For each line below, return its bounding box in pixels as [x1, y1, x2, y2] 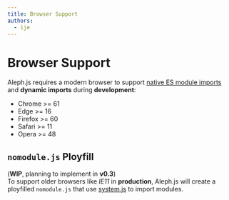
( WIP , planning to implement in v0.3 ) [7, 169, 116, 179]
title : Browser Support [7, 10, 78, 18]
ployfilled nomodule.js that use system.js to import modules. [7, 185, 184, 194]
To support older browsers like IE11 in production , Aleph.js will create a [7, 177, 216, 186]
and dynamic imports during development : [7, 86, 136, 94]
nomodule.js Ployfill [7, 151, 94, 163]
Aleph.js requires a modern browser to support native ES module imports [7, 78, 222, 86]
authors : [7, 17, 34, 24]
